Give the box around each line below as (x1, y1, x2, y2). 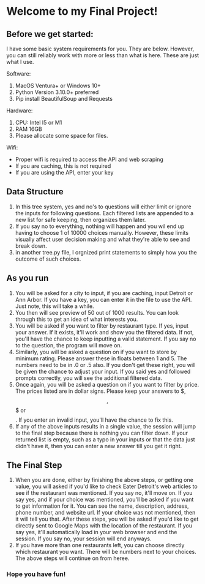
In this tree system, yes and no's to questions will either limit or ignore (15, 203, 192, 210)
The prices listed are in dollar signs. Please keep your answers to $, (15, 387, 186, 395)
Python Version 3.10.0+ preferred (15, 89, 99, 96)
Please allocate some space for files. (15, 132, 108, 139)
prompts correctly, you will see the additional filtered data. (15, 374, 162, 382)
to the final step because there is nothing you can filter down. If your (15, 429, 188, 436)
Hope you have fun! (6, 570, 66, 578)
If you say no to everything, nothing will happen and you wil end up (15, 223, 185, 230)
